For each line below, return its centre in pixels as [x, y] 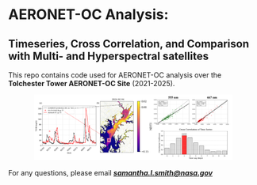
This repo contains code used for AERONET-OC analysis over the [115, 75]
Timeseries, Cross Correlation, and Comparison [129, 44]
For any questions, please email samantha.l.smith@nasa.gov [110, 173]
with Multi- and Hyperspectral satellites [108, 56]
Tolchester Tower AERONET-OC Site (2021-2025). [92, 83]
